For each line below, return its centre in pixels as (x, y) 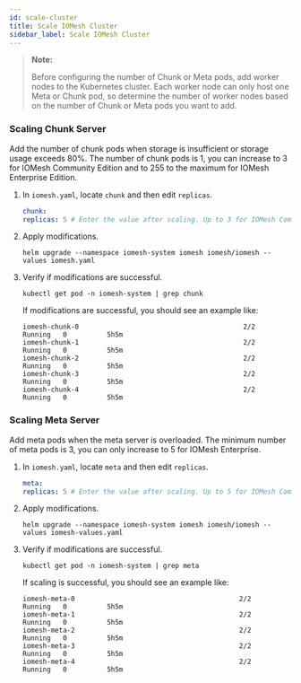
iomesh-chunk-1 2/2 (139, 343)
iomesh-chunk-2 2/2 (139, 359)
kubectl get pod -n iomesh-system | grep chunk (112, 294)
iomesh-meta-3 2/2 (137, 646)
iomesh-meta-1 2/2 (137, 615)
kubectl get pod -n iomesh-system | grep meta (111, 566)
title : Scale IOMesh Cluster (64, 26)
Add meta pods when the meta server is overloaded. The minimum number (148, 440)
